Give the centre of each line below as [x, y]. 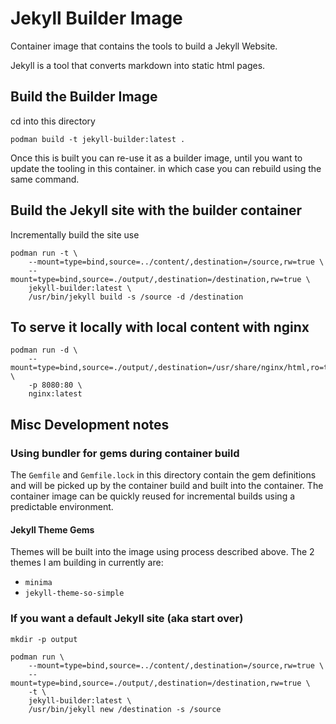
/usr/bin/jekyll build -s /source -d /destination [136, 297]
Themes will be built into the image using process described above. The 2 [162, 552]
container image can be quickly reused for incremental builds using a [153, 496]
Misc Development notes [90, 424]
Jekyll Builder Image [96, 18]
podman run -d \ [44, 350]
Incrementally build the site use [75, 234]
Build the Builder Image [84, 97]
